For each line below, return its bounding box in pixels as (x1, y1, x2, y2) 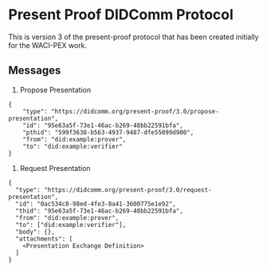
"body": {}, (15, 228, 56, 236)
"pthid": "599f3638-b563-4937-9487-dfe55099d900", (22, 128, 194, 137)
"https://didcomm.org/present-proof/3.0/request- (43, 185, 213, 193)
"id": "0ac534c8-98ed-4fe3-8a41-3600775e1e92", (15, 200, 177, 208)
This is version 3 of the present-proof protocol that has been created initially (8, 32, 259, 42)
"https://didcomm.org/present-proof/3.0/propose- (50, 107, 219, 115)
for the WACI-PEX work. (8, 40, 88, 50)
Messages (8, 64, 61, 78)
